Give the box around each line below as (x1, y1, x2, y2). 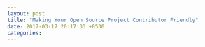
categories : (7, 29, 42, 37)
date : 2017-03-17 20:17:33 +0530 (7, 23, 105, 30)
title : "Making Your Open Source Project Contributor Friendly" (7, 17, 199, 23)
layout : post (7, 10, 45, 17)
